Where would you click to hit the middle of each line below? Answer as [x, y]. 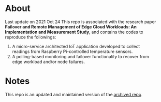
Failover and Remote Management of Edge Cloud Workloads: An [71, 26]
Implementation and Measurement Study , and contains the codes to [74, 32]
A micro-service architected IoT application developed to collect [76, 46]
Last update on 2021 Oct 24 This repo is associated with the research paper [80, 22]
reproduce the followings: [31, 37]
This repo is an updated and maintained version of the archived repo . [74, 94]
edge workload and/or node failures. [48, 62]
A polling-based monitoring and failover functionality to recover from [80, 56]
